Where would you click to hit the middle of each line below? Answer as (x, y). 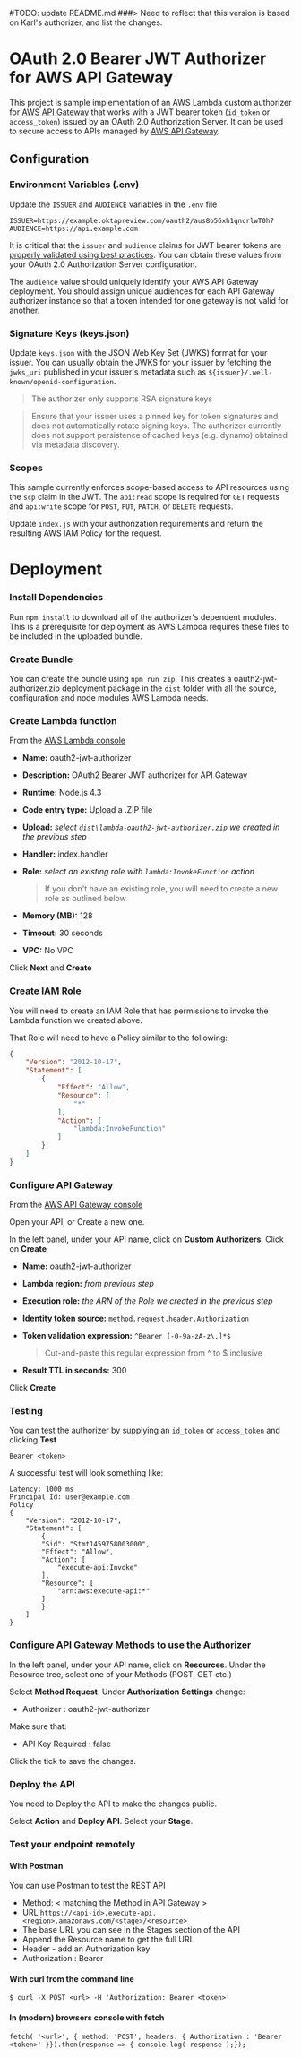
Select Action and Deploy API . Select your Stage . (101, 1821)
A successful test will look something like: (86, 1473)
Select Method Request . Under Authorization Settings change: (127, 1692)
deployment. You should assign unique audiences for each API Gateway (142, 291)
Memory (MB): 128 (57, 916)
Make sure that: (38, 1726)
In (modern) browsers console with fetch (87, 2017)
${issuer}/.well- (241, 372)
